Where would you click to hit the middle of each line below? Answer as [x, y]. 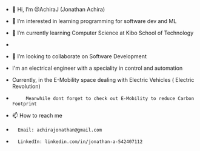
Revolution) [26, 86]
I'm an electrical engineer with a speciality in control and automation [97, 68]
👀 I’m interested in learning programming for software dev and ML [94, 21]
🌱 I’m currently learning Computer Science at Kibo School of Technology [103, 33]
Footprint [25, 104]
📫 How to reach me [37, 116]
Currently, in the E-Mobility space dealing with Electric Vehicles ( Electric [103, 80]
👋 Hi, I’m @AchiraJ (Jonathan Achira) [58, 9]
